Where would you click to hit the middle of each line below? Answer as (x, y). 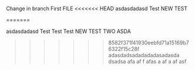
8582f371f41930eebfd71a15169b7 (149, 43)
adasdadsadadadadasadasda (144, 55)
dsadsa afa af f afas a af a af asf (147, 61)
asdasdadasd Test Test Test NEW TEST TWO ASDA (68, 31)
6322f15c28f (124, 49)
